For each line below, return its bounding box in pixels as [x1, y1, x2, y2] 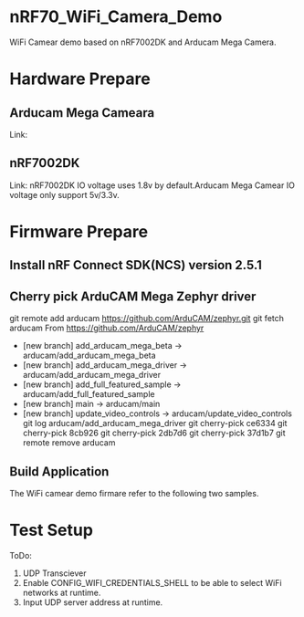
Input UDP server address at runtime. [22, 596, 163, 608]
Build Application [9, 464, 110, 479]
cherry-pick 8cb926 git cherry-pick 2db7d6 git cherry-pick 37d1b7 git [22, 427, 286, 439]
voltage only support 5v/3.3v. [9, 189, 121, 200]
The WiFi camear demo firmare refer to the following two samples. [9, 487, 259, 498]
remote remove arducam [22, 437, 116, 448]
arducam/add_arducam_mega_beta [22, 350, 157, 361]
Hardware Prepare [9, 68, 151, 89]
